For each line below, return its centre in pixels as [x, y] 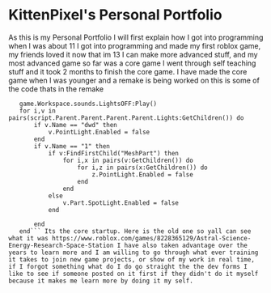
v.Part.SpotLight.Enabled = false [121, 203]
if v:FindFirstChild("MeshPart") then [114, 153]
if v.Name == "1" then [72, 146]
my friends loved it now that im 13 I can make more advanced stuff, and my [133, 54]
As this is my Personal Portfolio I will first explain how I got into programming [136, 37]
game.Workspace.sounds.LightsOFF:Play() [88, 104]
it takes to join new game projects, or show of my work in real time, [131, 259]
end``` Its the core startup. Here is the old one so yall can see [135, 231]
